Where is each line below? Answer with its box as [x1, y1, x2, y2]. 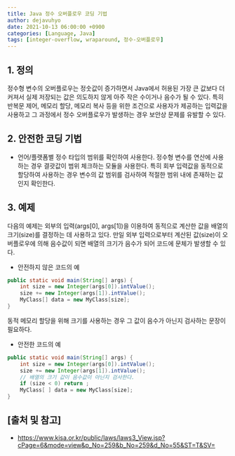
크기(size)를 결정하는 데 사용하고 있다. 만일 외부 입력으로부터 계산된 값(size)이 [7, 230, 221, 239]
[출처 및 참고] [7, 415, 62, 427]
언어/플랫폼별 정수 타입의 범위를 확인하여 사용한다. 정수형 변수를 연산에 [17, 152, 211, 161]
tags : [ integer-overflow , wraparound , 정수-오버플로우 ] [7, 36, 163, 43]
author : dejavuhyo [7, 17, 61, 24]
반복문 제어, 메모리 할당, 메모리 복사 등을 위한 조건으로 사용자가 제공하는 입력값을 [7, 101, 228, 109]
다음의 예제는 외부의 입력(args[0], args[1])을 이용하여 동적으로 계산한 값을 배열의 [7, 222, 229, 230]
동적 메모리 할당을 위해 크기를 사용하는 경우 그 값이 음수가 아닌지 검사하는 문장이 [7, 316, 227, 325]
